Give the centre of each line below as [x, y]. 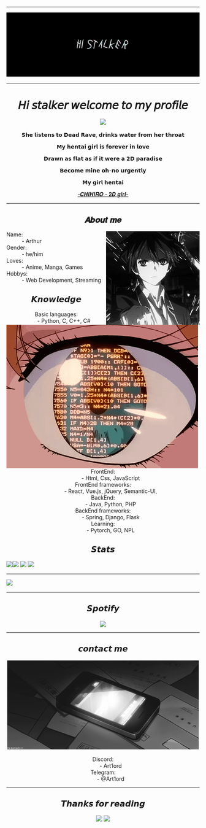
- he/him [32, 254]
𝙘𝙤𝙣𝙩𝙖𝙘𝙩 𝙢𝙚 [103, 649]
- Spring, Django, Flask [111, 517]
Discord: [103, 759]
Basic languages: [56, 314]
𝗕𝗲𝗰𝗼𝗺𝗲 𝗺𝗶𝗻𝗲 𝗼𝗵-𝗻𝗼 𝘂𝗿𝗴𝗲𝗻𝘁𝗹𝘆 [103, 171]
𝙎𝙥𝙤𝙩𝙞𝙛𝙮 [103, 609]
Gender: [17, 248]
